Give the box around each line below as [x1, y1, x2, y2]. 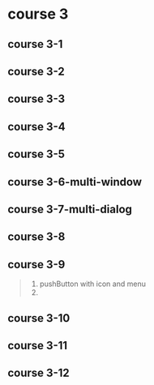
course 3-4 [7, 119, 66, 134]
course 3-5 [7, 148, 66, 161]
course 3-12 [7, 366, 70, 380]
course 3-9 [7, 257, 66, 272]
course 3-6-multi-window [7, 175, 143, 189]
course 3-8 [7, 230, 66, 244]
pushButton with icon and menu [39, 279, 147, 289]
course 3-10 [7, 311, 71, 325]
